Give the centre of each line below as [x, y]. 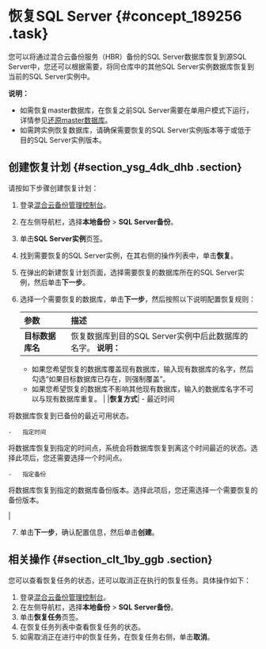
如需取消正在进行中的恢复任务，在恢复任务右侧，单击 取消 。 [117, 636]
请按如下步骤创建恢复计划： [53, 188]
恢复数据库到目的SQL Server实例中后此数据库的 [160, 336]
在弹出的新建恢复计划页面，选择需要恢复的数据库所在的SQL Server [128, 272]
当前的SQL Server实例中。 [51, 76]
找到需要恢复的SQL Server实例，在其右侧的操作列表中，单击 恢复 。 [128, 255]
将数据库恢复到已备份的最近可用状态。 [70, 415]
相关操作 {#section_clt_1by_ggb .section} [110, 560]
